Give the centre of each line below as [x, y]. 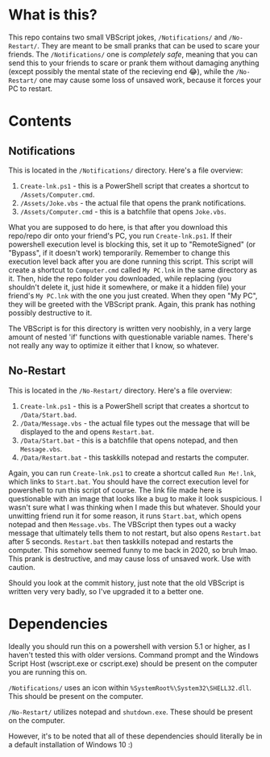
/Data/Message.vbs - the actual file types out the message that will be [135, 423]
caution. [22, 567]
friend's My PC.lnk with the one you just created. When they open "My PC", [133, 295]
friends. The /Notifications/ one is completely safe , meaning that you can [133, 54]
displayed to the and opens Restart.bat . [87, 431]
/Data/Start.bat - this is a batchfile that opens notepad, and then [129, 440]
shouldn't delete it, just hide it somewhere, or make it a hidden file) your [127, 287]
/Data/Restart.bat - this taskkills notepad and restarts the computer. [135, 457]
